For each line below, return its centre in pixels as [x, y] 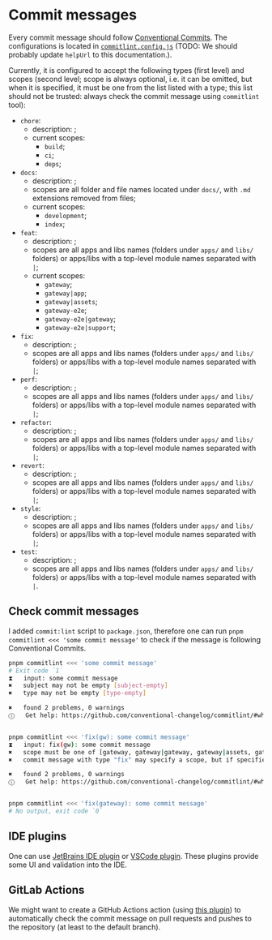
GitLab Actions [47, 890]
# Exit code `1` [36, 671]
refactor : [36, 422]
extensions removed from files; [84, 198]
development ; [66, 215]
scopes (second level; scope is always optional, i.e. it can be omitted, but [130, 79]
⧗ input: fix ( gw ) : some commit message [80, 745]
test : [29, 551]
